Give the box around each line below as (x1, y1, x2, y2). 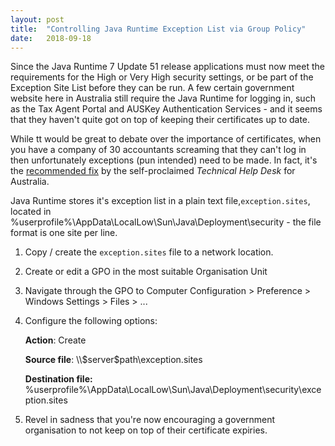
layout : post (10, 14, 65, 25)
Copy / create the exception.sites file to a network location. (24, 246, 274, 258)
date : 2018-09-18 (10, 33, 92, 43)
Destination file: (24, 373, 93, 385)
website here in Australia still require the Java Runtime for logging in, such (10, 92, 316, 105)
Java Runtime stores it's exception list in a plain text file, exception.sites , (10, 195, 311, 207)
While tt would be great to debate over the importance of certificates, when (10, 133, 322, 145)
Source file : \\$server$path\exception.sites (24, 354, 203, 366)
